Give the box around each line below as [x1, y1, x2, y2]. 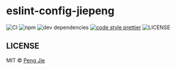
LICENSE [6, 41, 40, 51]
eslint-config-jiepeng [6, 4, 115, 18]
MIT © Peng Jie [6, 56, 45, 63]
